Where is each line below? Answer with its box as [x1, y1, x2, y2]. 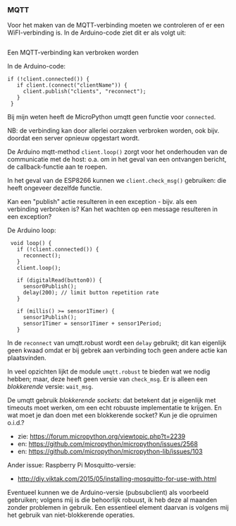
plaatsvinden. [7, 354, 47, 362]
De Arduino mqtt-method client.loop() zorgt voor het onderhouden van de [7, 148, 228, 156]
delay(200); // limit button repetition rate [23, 289, 159, 297]
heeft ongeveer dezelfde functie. [7, 184, 103, 192]
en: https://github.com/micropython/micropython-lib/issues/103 [17, 447, 203, 456]
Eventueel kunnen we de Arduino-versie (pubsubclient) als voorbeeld [7, 489, 209, 497]
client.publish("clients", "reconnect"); [23, 88, 147, 95]
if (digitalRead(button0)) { [16, 277, 102, 284]
